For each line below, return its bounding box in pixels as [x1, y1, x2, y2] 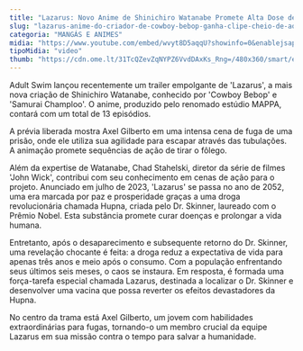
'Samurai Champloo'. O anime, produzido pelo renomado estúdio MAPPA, [9, 99, 282, 109]
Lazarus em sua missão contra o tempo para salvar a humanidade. [9, 331, 257, 342]
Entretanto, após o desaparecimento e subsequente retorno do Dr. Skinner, [9, 238, 289, 247]
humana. [9, 220, 42, 230]
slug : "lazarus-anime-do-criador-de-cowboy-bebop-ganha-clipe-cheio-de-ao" [9, 22, 300, 31]
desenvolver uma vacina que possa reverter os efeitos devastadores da [9, 285, 276, 295]
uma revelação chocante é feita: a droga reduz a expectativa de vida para [9, 247, 284, 257]
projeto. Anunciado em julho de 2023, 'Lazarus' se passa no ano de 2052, [9, 182, 285, 192]
